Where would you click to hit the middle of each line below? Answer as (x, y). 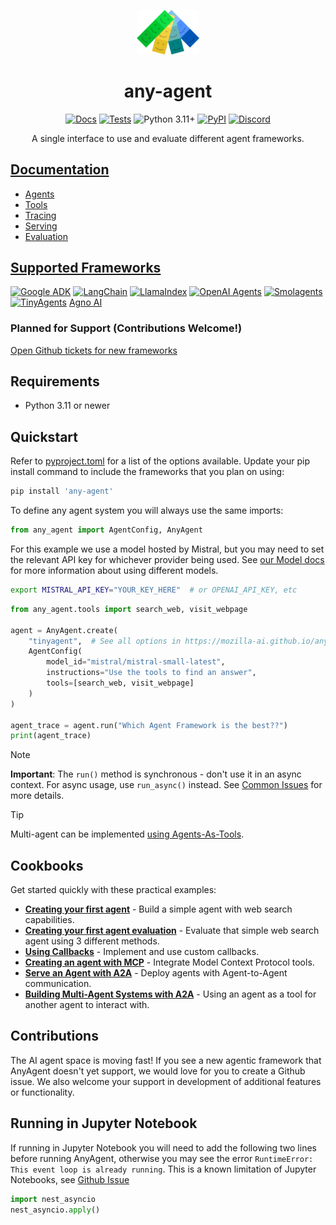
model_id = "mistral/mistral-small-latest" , (136, 662)
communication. (58, 984)
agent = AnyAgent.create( (64, 630)
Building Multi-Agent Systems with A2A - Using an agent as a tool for (170, 994)
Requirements (55, 381)
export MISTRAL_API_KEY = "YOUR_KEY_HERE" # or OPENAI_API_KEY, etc (154, 590)
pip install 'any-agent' (62, 491)
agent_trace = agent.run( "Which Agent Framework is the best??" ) (149, 725)
